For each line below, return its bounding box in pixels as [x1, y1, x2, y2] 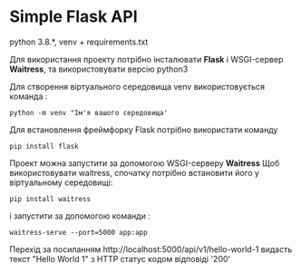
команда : [9, 91, 48, 102]
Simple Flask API [9, 6, 138, 27]
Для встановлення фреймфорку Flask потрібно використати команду [9, 124, 278, 135]
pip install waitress [9, 194, 92, 203]
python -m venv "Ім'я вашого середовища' [9, 108, 169, 117]
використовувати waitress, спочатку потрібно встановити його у [9, 167, 260, 178]
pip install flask [9, 141, 79, 151]
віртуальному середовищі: [9, 177, 113, 188]
